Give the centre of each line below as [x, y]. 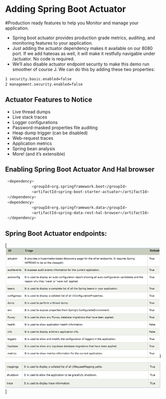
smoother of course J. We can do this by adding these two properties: [83, 69]
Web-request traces [33, 138]
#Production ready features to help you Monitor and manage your [72, 23]
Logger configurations [35, 122]
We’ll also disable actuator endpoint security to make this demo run [81, 64]
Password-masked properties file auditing [55, 127]
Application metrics [32, 143]
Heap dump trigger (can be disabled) [50, 133]
